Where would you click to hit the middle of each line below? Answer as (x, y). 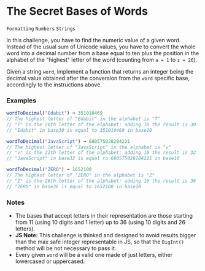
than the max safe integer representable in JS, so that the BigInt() (99, 242)
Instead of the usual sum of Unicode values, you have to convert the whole (101, 47)
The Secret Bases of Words (77, 11)
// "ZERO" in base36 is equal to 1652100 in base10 (74, 186)
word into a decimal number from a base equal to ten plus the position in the (103, 53)
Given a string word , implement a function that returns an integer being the (100, 71)
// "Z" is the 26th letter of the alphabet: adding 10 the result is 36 (101, 181)
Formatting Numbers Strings (41, 29)
